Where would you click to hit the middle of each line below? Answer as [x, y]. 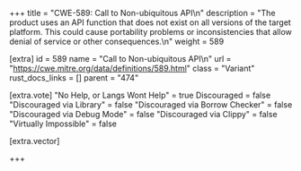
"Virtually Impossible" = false [63, 124]
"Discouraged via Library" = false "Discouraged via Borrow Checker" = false [151, 105]
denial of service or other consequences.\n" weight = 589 [117, 41]
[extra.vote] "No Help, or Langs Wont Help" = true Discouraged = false [140, 95]
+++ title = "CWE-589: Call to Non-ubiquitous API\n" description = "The [142, 13]
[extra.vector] [35, 141]
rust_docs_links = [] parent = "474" [74, 78]
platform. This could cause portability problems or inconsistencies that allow [150, 32]
